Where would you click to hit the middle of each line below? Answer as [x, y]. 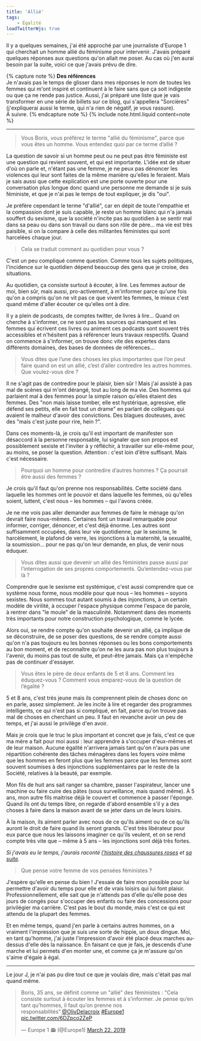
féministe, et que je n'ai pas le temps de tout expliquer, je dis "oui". [88, 194]
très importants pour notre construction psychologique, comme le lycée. [95, 619]
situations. [19, 274]
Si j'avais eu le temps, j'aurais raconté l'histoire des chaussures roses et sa [99, 853]
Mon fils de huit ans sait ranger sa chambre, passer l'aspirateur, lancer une [98, 785]
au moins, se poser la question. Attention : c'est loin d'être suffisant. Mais [97, 452]
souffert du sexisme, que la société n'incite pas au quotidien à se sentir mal [99, 219]
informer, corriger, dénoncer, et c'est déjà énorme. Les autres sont [88, 525]
